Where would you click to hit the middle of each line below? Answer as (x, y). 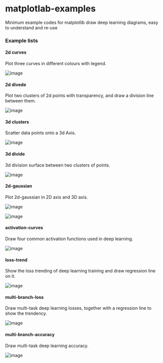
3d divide (15, 154)
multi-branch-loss (24, 297)
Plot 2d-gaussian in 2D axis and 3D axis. (46, 197)
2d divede (16, 85)
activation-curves (24, 228)
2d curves (16, 52)
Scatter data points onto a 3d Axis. (41, 133)
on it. (10, 276)
